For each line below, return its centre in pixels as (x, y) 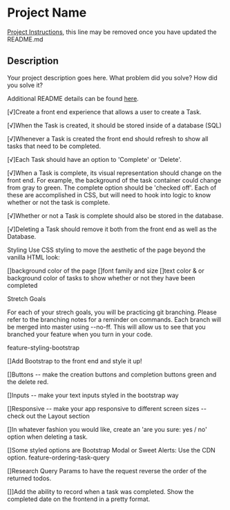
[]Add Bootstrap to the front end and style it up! (75, 361)
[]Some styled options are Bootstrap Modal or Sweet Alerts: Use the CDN (111, 450)
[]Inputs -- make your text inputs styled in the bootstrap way (93, 395)
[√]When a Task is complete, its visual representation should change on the (115, 173)
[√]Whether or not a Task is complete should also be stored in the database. (115, 215)
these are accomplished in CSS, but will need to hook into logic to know (109, 194)
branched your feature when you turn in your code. (80, 334)
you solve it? (25, 85)
